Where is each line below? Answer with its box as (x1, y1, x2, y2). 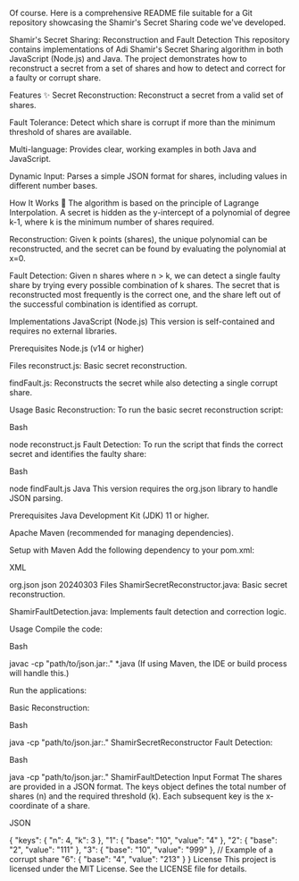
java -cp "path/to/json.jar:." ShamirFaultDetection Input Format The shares (9, 772, 283, 782)
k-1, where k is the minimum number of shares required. (9, 216, 215, 227)
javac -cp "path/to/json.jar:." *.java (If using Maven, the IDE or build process (9, 658, 287, 669)
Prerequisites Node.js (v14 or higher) (9, 343, 145, 353)
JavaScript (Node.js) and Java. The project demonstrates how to (9, 54, 247, 64)
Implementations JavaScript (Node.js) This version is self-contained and (9, 317, 275, 326)
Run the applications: (9, 685, 87, 696)
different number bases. (9, 181, 98, 191)
